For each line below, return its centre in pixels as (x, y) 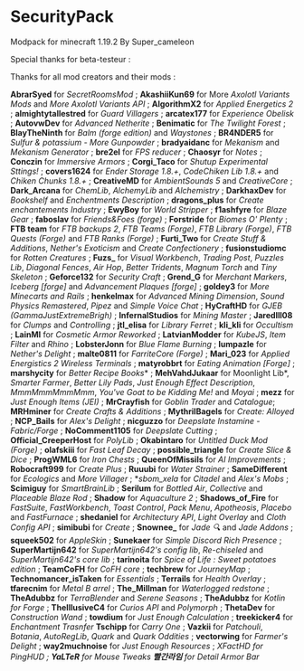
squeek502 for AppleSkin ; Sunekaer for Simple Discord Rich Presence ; (146, 540)
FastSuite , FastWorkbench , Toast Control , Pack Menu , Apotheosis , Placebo (151, 507)
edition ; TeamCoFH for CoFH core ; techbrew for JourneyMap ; (131, 569)
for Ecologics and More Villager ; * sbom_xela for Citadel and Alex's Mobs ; (149, 478)
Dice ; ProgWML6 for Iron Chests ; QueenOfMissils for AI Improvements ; (148, 459)
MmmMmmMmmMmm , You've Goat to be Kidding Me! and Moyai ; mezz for (152, 392)
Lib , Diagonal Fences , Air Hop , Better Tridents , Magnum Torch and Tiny (143, 267)
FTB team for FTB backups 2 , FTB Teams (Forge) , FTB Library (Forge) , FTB (151, 229)
